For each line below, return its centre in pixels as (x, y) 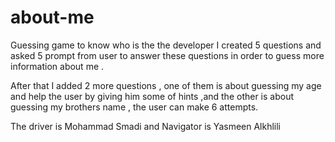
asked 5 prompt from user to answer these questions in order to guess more (167, 55)
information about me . (57, 66)
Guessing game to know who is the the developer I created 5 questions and (166, 45)
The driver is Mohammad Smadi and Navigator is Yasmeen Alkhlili (146, 126)
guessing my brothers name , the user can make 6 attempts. (134, 107)
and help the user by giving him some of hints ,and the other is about (152, 96)
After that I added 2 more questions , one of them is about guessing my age (166, 85)
